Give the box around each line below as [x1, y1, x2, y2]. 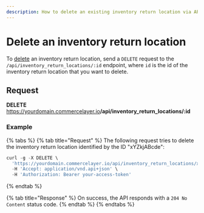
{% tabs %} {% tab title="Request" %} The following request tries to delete [6, 137, 194, 144]
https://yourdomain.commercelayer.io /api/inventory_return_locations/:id [6, 108, 191, 115]
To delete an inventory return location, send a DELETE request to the [6, 55, 174, 62]
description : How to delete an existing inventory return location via [6, 8, 191, 15]
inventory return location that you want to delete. [6, 68, 129, 75]
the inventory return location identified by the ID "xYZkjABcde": [6, 143, 165, 150]
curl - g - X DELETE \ [6, 155, 59, 161]
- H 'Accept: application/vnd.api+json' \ [12, 166, 118, 172]
